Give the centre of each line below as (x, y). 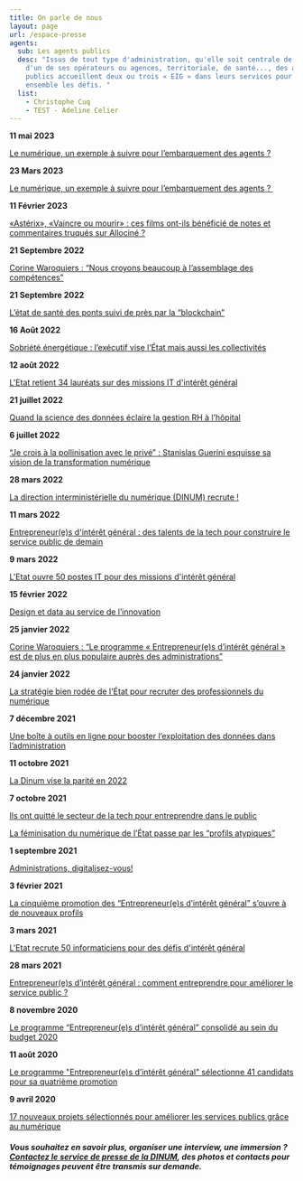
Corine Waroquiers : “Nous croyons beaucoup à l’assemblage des (132, 268)
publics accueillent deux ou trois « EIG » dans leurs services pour (159, 77)
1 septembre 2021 (43, 851)
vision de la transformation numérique (80, 463)
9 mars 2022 (34, 559)
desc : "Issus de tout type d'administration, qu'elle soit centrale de (155, 60)
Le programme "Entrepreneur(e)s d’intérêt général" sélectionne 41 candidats (151, 1073)
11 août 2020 (34, 1054)
